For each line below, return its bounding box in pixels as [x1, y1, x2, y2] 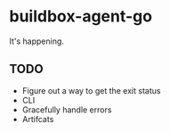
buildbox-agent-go [9, 6, 153, 27]
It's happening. [9, 36, 65, 46]
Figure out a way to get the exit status [21, 85, 161, 95]
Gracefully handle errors [21, 104, 112, 115]
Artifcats [21, 113, 54, 124]
